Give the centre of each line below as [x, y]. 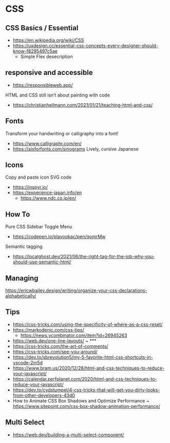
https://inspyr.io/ [30, 187]
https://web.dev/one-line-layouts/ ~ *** [54, 341]
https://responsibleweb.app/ [43, 85]
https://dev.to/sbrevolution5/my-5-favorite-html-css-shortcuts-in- [83, 357]
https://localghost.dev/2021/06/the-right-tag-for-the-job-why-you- [84, 257]
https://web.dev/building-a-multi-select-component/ [68, 435]
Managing [22, 278]
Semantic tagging [24, 246]
